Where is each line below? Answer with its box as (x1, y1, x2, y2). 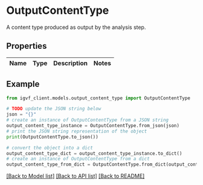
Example (6, 79, 40, 89)
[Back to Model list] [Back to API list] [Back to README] (6, 172, 145, 180)
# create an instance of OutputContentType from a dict (6, 156, 150, 162)
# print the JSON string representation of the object (6, 128, 147, 134)
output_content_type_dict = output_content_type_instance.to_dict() (6, 150, 182, 157)
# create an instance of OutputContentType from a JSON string (6, 117, 169, 124)
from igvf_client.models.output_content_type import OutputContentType (6, 95, 190, 101)
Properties (6, 41, 47, 51)
